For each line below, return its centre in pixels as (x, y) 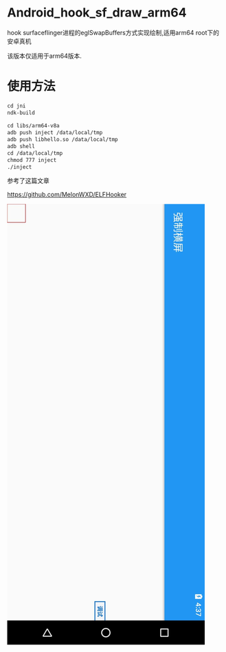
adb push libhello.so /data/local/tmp (63, 139)
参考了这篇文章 (28, 180)
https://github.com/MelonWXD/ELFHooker (67, 194)
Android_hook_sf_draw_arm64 (97, 13)
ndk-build (21, 113)
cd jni (16, 106)
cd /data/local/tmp (35, 153)
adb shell (21, 146)
